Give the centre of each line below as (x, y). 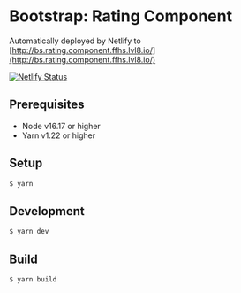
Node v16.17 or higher (61, 126)
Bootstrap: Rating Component (120, 16)
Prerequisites (47, 105)
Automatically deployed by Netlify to (75, 41)
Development (47, 211)
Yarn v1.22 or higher (59, 135)
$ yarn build (33, 279)
